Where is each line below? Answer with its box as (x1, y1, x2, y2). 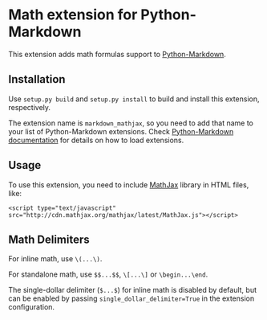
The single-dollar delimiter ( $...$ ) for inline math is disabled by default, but (8, 285, 257, 295)
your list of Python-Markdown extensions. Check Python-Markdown (8, 126, 234, 136)
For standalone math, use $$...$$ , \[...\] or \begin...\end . (8, 269, 208, 279)
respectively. (8, 102, 51, 112)
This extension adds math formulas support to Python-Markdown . (8, 49, 226, 59)
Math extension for (8, 6, 138, 24)
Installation (8, 72, 66, 86)
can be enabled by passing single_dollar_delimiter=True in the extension (8, 293, 255, 303)
